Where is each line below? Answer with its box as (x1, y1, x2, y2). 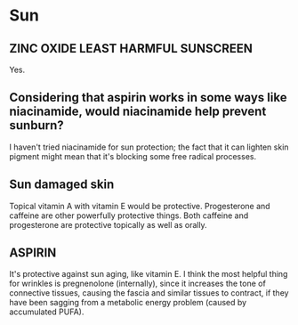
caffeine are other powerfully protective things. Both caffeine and (9, 210, 249, 221)
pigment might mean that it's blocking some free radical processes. (9, 150, 256, 161)
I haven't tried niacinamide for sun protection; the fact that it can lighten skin (9, 142, 289, 152)
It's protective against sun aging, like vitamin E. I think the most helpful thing (9, 269, 288, 280)
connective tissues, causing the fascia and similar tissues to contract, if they (9, 288, 289, 298)
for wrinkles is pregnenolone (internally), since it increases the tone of (9, 278, 267, 289)
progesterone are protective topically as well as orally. (9, 219, 207, 230)
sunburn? (9, 118, 64, 134)
